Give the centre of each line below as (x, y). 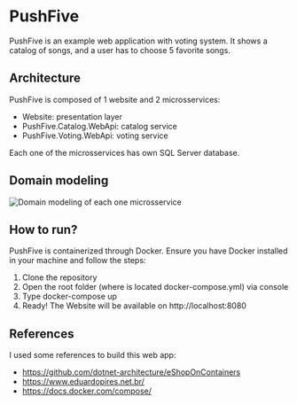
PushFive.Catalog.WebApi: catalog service (99, 126)
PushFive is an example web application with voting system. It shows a (138, 41)
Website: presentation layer (72, 116)
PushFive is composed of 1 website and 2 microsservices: (115, 99)
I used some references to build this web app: (93, 355)
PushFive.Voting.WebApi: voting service (95, 136)
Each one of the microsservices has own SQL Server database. (125, 152)
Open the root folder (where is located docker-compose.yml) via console (155, 287)
